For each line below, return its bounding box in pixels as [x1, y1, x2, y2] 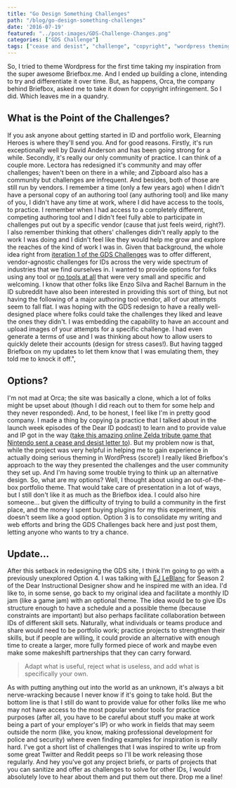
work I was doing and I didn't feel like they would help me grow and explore [7, 235, 226, 243]
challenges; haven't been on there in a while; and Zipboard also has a [7, 168, 209, 176]
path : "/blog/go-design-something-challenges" [7, 17, 146, 24]
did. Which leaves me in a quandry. [7, 92, 109, 100]
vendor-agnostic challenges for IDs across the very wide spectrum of [7, 258, 209, 266]
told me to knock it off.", [7, 354, 76, 363]
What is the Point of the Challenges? [7, 112, 170, 124]
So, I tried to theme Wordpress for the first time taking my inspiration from [7, 62, 221, 70]
